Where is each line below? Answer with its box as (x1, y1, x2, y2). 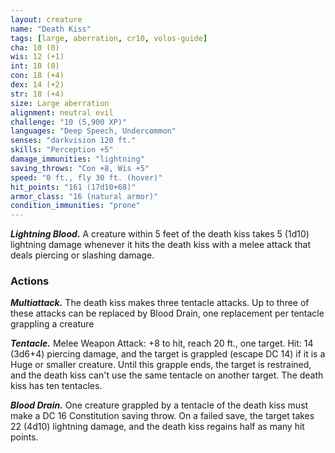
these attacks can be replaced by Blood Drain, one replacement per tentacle (10, 307, 325, 320)
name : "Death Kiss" (10, 24, 92, 34)
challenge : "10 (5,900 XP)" (10, 117, 128, 127)
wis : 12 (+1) (10, 52, 65, 62)
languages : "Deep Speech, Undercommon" (10, 126, 177, 136)
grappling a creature (10, 318, 95, 330)
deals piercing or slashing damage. (10, 249, 155, 261)
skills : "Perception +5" (10, 145, 114, 155)
